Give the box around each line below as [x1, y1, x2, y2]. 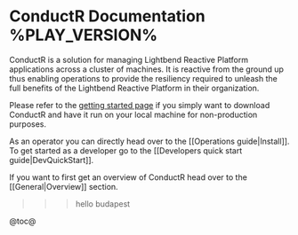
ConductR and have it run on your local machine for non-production [9, 109, 258, 120]
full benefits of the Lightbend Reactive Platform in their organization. [9, 82, 260, 93]
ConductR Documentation [9, 6, 206, 27]
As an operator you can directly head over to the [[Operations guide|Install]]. [9, 136, 290, 146]
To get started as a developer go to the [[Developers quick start [9, 145, 243, 156]
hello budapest [75, 198, 131, 209]
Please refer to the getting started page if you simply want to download [9, 99, 270, 110]
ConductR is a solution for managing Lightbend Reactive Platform [9, 54, 249, 65]
